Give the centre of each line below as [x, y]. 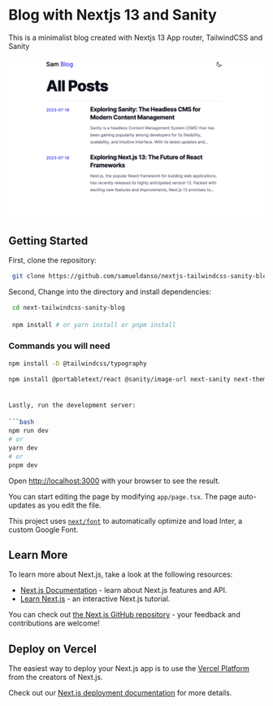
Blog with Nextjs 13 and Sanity [113, 15]
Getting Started [48, 240]
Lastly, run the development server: [72, 405]
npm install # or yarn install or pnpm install [94, 325]
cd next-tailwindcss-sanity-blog [69, 308]
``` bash [22, 422]
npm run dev [28, 431]
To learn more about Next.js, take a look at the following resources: [121, 574]
